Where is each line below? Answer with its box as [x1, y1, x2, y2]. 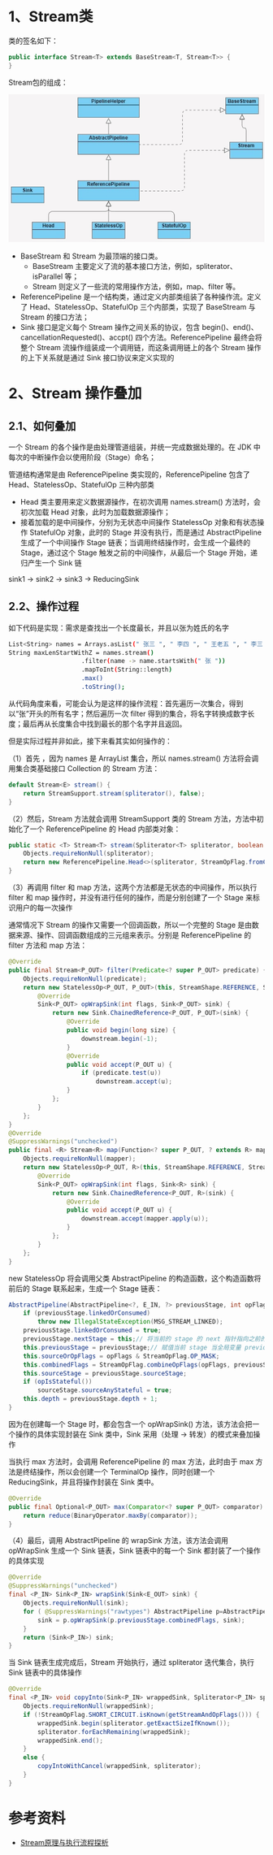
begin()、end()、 [201, 322, 258, 332]
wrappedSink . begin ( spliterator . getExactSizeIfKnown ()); [37, 1719, 231, 1727]
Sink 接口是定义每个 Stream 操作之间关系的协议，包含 [19, 322, 201, 332]
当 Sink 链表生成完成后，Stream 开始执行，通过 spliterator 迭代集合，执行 [8, 1658, 254, 1667]
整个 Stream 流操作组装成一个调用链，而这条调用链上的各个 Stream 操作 [19, 342, 262, 352]
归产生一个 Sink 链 [19, 557, 82, 567]
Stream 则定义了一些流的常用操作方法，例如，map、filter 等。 [32, 281, 240, 291]
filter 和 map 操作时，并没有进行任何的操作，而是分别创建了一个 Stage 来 [8, 893, 253, 903]
